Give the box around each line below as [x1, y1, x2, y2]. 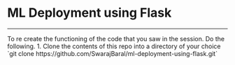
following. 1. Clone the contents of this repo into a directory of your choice [7, 42, 222, 50]
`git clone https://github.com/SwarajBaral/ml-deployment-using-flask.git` [7, 49, 218, 57]
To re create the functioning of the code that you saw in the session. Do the [7, 34, 225, 43]
